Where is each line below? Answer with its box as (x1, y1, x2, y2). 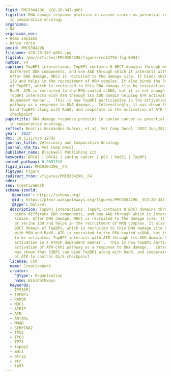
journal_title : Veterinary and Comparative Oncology (5, 140, 120, 145)
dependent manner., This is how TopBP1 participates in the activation (10, 97, 167, 103)
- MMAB (10, 320, 24, 325)
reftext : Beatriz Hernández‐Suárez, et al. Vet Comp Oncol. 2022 (5, 126, 147, 131)
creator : (10, 268, 28, 273)
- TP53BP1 (10, 287, 31, 292)
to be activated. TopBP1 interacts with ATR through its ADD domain (14, 235, 163, 240)
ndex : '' (5, 178, 24, 184)
